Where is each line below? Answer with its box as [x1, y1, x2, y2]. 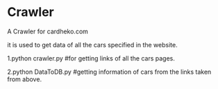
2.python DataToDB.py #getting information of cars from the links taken [7, 67, 212, 76]
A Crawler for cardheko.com [7, 27, 89, 35]
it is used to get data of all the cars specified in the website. [7, 40, 178, 49]
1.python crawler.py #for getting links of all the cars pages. [7, 54, 176, 63]
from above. [7, 74, 42, 83]
